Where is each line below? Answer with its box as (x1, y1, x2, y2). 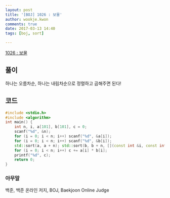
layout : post (5, 7, 33, 13)
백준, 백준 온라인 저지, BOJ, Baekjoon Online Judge (5, 187, 110, 193)
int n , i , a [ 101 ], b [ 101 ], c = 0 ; (14, 124, 87, 129)
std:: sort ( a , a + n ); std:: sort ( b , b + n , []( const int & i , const (14, 143, 157, 148)
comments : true (5, 21, 37, 27)
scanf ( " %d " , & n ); (14, 129, 51, 134)
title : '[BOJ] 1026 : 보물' (5, 12, 62, 17)
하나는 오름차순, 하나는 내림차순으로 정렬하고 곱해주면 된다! (5, 80, 121, 86)
